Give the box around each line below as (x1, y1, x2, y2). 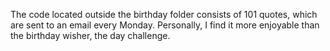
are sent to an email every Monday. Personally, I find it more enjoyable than (10, 19, 320, 31)
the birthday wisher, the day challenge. (10, 30, 171, 41)
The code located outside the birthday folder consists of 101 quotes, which (10, 9, 318, 20)
